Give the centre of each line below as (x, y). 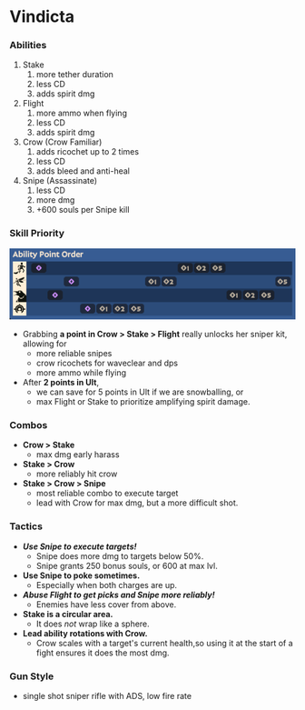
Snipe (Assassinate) (60, 181)
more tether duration (74, 75)
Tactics (26, 526)
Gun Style (32, 676)
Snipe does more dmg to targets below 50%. (120, 555)
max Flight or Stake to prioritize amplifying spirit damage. (143, 402)
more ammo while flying (81, 373)
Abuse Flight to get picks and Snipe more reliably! (118, 595)
